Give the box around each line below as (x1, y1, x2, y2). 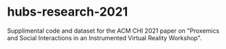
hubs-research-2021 (7, 4, 128, 20)
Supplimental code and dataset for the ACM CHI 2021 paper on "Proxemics (7, 27, 220, 35)
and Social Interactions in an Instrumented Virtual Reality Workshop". (7, 33, 202, 42)
